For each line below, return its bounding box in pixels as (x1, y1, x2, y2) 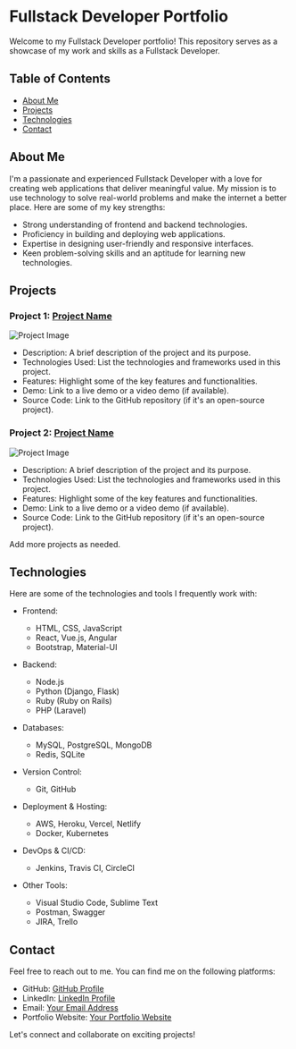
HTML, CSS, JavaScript (35, 623, 122, 634)
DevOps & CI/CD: (21, 845, 86, 856)
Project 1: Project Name (9, 309, 113, 322)
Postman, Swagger (35, 907, 106, 918)
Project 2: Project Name (9, 427, 114, 439)
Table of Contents (9, 72, 111, 87)
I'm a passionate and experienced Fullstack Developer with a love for (9, 173, 263, 184)
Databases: (21, 723, 64, 733)
